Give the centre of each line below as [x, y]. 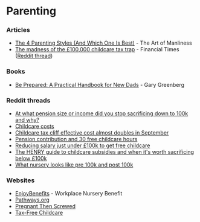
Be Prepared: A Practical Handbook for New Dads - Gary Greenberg [100, 84]
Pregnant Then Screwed [45, 206]
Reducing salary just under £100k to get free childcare [82, 145]
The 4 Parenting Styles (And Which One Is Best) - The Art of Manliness [103, 43]
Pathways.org [32, 200]
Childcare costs [34, 126]
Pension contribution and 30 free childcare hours [76, 139]
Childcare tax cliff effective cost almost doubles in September [92, 133]
